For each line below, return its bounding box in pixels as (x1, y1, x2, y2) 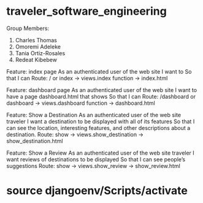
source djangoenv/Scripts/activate (6, 184, 188, 197)
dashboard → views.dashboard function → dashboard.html (6, 99, 155, 107)
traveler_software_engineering (6, 4, 167, 18)
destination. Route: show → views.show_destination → (6, 131, 144, 138)
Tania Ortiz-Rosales (15, 49, 66, 56)
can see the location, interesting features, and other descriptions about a (6, 124, 191, 131)
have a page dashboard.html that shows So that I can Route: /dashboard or (6, 93, 196, 100)
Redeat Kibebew (15, 56, 57, 63)
